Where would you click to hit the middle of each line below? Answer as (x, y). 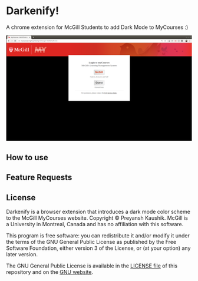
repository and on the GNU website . (50, 272)
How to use (27, 157)
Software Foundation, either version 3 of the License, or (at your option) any (98, 248)
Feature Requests (39, 178)
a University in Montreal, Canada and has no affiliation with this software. (95, 224)
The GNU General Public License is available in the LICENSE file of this (92, 266)
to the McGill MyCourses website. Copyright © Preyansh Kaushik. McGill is (97, 218)
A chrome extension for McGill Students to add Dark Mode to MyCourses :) (97, 27)
